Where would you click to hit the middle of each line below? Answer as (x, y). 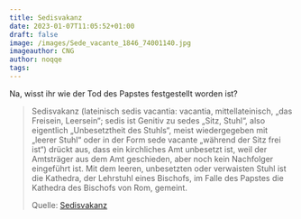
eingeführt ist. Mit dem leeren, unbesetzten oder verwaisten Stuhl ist (159, 169)
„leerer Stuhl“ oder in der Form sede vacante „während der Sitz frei (156, 140)
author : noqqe (36, 59)
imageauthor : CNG (42, 51)
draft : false (34, 34)
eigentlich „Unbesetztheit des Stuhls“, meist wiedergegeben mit (150, 130)
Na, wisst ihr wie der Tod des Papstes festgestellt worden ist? (124, 93)
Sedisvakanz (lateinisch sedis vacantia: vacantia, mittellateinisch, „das (162, 111)
